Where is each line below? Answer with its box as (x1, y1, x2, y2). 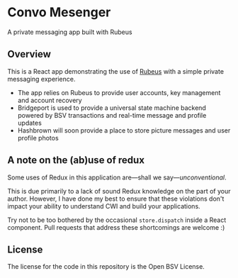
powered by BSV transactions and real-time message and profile (17, 111, 207, 119)
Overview (7, 48, 52, 60)
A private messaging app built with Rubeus (7, 28, 132, 36)
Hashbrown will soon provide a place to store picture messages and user (17, 126, 231, 135)
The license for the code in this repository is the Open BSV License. (7, 262, 205, 271)
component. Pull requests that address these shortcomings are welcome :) (7, 223, 225, 231)
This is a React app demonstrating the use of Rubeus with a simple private (7, 67, 225, 75)
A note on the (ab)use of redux (7, 154, 145, 167)
